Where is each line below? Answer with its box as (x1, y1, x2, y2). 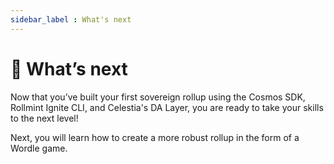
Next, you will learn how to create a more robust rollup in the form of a (10, 131, 300, 143)
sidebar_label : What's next (10, 14, 132, 25)
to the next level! (10, 112, 79, 124)
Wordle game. (10, 142, 68, 154)
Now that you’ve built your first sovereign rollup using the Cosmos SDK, (10, 91, 306, 103)
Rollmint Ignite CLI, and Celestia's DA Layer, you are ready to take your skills (10, 101, 324, 113)
